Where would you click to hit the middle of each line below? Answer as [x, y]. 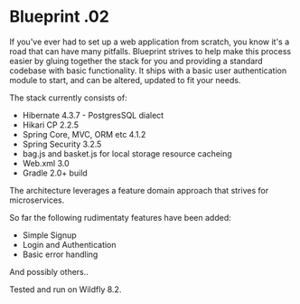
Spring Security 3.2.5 [62, 144]
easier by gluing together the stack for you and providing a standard [136, 61]
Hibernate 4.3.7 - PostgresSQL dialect [93, 115]
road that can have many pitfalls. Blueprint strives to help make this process [150, 51]
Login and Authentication [69, 244]
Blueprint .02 [60, 17]
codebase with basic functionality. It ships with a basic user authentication [148, 71]
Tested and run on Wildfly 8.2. [66, 289]
